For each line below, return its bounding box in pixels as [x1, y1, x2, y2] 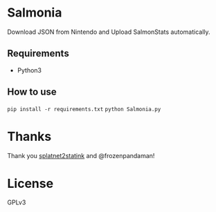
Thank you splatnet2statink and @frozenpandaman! [7, 151, 155, 160]
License [7, 175, 54, 191]
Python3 [17, 66, 42, 74]
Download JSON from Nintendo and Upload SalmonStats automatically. [7, 28, 210, 36]
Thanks [7, 128, 52, 144]
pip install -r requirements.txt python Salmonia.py [7, 106, 161, 113]
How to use [7, 86, 57, 98]
